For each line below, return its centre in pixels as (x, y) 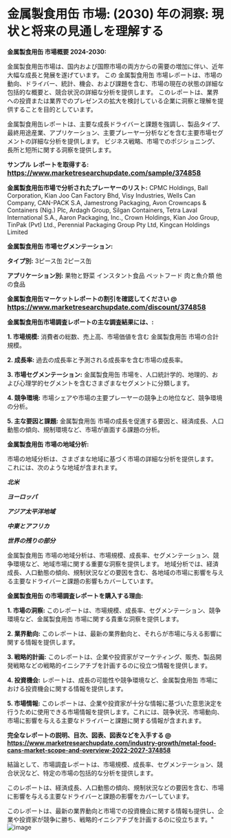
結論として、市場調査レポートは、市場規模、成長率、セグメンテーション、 (112, 764)
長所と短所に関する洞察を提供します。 (61, 149)
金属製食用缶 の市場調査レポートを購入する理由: (75, 596)
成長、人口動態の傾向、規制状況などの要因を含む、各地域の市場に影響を (109, 572)
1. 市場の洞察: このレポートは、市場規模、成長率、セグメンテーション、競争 (114, 610)
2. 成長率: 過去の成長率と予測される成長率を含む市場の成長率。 (97, 359)
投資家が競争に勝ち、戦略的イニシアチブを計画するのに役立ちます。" (117, 819)
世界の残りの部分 (31, 541)
